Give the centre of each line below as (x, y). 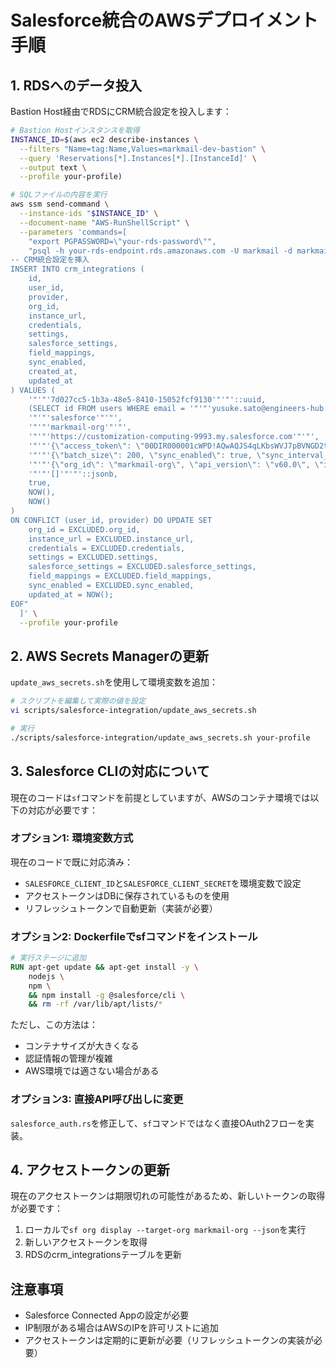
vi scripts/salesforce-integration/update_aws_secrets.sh (133, 711)
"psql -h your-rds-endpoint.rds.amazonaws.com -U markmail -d (160, 251)
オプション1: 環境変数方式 (72, 838)
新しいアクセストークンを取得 (86, 1242)
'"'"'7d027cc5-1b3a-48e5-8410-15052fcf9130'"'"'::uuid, (147, 399)
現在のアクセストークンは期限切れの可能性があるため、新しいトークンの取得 (168, 1196)
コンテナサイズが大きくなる (82, 1046)
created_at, (53, 371)
